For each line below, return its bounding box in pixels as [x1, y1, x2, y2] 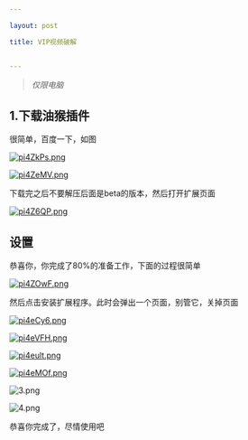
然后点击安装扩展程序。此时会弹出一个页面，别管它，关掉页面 [9, 297, 239, 308]
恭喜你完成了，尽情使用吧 [9, 421, 105, 432]
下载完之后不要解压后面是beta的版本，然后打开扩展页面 [9, 188, 216, 199]
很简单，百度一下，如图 [9, 134, 96, 145]
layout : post [9, 21, 59, 30]
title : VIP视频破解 [9, 37, 78, 46]
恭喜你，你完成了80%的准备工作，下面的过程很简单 [9, 260, 201, 271]
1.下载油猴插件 [9, 108, 90, 123]
